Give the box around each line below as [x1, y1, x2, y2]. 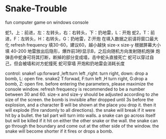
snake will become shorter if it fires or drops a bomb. [5, 128, 113, 134]
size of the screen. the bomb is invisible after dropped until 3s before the [5, 96, 154, 102]
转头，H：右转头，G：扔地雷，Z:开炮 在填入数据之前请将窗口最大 [25, 36, 159, 42]
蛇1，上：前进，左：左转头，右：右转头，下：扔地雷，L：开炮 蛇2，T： [5, 29, 151, 35]
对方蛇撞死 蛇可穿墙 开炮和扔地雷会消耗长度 [35, 60, 125, 66]
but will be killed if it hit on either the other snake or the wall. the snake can [5, 117, 158, 124]
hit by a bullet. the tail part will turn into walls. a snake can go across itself [5, 112, 156, 118]
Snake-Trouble [5, 3, 67, 14]
